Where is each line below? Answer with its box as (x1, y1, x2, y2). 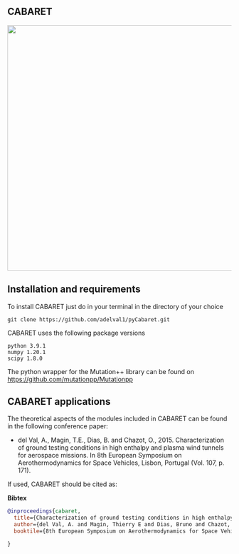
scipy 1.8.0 (7, 355, 43, 362)
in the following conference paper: (7, 422, 109, 430)
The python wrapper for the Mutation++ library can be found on (7, 367, 194, 376)
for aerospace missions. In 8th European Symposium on (17, 451, 183, 460)
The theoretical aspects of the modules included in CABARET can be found (7, 414, 228, 423)
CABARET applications (7, 396, 111, 408)
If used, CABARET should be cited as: (7, 480, 117, 488)
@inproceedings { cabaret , (7, 508, 81, 515)
